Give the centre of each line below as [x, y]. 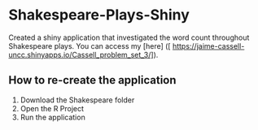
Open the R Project [52, 108]
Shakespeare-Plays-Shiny [99, 15]
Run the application [52, 117]
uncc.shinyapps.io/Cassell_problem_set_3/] [81, 54]
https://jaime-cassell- [208, 45]
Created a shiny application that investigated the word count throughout [129, 37]
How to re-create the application [92, 80]
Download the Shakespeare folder [77, 100]
